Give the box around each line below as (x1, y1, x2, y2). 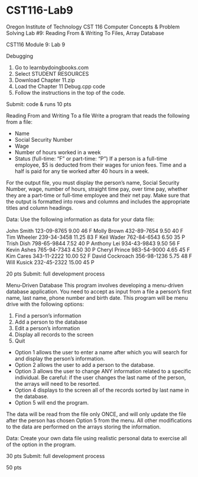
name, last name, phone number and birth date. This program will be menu (6, 294, 188, 301)
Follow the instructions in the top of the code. (14, 89, 125, 96)
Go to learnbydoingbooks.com (14, 63, 89, 71)
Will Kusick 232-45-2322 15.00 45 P (6, 258, 95, 265)
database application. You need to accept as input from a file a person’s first (6, 288, 192, 295)
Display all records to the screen (14, 331, 93, 338)
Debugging (6, 52, 34, 59)
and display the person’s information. (14, 355, 105, 362)
